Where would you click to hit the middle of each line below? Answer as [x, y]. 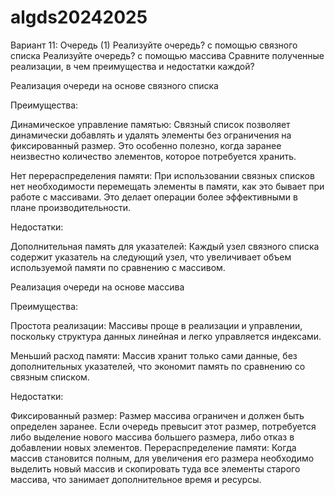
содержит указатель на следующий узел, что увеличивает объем [151, 257]
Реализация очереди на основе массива [97, 287]
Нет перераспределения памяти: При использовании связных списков [162, 175]
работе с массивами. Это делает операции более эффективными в [154, 197]
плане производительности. [71, 207]
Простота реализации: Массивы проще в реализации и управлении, [156, 325]
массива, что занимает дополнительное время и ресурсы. [136, 479]
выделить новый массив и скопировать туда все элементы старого [155, 468]
